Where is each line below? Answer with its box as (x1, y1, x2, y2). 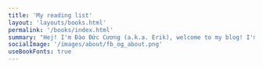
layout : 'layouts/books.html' (8, 19, 107, 27)
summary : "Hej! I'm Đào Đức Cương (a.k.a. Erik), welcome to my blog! (8, 33, 243, 41)
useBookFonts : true (8, 48, 72, 55)
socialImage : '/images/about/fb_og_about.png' (8, 41, 163, 48)
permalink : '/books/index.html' (8, 26, 113, 34)
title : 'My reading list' (8, 11, 92, 20)
